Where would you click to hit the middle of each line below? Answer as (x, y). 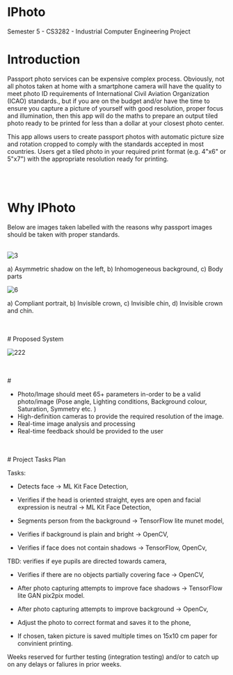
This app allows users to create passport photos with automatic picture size (116, 136)
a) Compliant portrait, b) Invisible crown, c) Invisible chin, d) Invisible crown (115, 303)
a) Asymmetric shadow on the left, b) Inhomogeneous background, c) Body (115, 269)
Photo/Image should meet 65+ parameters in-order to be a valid (109, 394)
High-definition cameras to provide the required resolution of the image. (120, 416)
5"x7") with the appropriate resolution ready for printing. (88, 159)
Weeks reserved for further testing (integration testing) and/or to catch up (113, 657)
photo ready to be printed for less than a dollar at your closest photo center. (116, 123)
